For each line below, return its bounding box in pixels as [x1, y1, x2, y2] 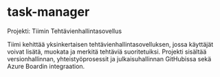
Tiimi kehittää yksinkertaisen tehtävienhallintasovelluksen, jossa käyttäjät [7, 40, 214, 48]
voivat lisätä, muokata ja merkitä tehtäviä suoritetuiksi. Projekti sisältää [7, 47, 207, 56]
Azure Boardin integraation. [7, 62, 85, 70]
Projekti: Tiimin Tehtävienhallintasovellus [7, 27, 122, 35]
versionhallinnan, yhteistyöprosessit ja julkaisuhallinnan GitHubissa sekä [7, 54, 212, 63]
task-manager [7, 4, 90, 20]
